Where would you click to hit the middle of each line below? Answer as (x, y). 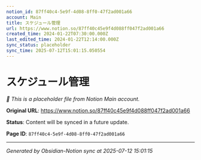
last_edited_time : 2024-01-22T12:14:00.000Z (63, 39)
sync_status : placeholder (38, 45)
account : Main (24, 17)
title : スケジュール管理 (33, 23)
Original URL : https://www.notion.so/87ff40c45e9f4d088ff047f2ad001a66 (98, 110)
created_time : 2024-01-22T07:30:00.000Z (57, 34)
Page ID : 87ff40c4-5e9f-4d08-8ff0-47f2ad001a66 (66, 133)
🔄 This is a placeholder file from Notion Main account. (73, 99)
